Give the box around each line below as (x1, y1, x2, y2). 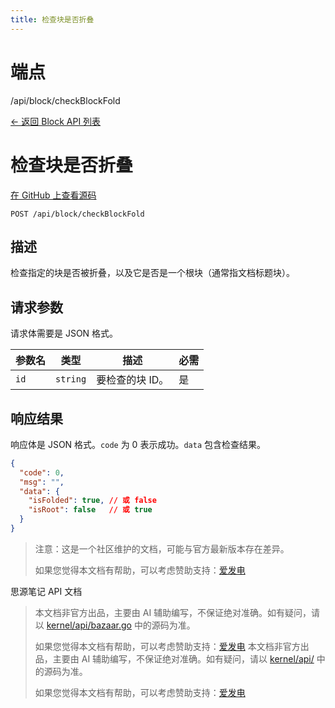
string (55, 374, 87, 385)
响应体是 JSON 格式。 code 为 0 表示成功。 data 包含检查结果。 (10, 438, 266, 450)
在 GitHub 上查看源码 (10, 189, 97, 201)
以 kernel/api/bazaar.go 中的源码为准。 (34, 619, 196, 631)
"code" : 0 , (19, 467, 65, 478)
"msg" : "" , (19, 477, 65, 487)
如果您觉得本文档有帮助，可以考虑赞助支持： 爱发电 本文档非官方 (34, 640, 301, 652)
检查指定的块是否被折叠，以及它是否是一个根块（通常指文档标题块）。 (10, 267, 295, 279)
